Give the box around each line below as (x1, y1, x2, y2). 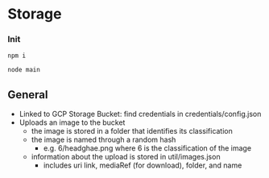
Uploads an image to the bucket (19, 118, 126, 127)
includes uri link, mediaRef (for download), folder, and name (43, 160, 242, 170)
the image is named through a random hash (31, 135, 176, 145)
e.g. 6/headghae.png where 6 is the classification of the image (43, 143, 251, 153)
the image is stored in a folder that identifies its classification (31, 126, 233, 136)
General (7, 88, 49, 101)
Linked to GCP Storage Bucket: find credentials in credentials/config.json (19, 110, 262, 119)
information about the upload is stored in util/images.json (31, 152, 221, 162)
